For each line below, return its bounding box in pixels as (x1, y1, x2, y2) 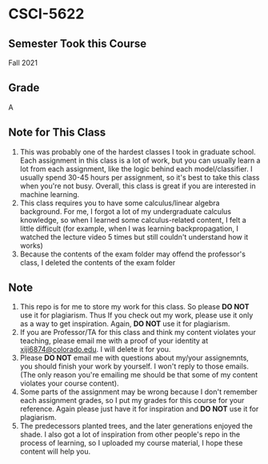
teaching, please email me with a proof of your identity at (19, 336, 209, 345)
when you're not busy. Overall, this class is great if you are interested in (19, 181, 256, 191)
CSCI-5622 (8, 5, 85, 23)
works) (19, 240, 44, 250)
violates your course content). (19, 378, 119, 389)
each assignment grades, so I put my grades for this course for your (19, 396, 245, 405)
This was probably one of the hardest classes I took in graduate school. (19, 147, 256, 156)
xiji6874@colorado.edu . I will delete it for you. (19, 345, 171, 354)
